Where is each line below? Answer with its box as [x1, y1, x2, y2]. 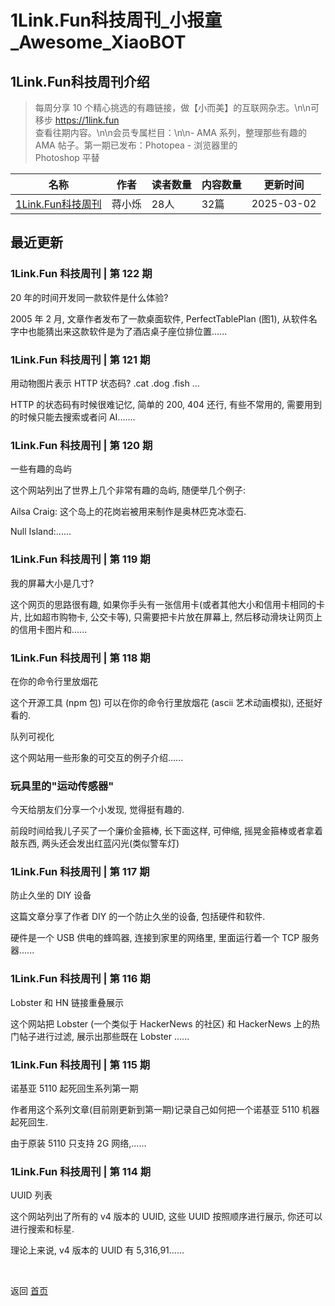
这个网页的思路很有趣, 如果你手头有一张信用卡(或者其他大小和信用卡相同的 [10, 598, 317, 610]
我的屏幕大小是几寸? [10, 577, 95, 589]
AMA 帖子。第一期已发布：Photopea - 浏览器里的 [34, 139, 238, 151]
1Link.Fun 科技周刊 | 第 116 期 [10, 972, 151, 986]
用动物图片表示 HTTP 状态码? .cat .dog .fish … [10, 377, 200, 389]
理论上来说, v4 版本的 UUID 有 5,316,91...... [10, 1244, 185, 1256]
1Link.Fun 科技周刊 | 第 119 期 [10, 552, 151, 566]
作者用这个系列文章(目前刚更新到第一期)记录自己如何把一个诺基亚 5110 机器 [10, 1104, 320, 1116]
